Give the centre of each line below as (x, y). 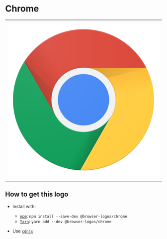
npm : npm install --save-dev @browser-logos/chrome (74, 216)
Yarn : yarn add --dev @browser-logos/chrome (66, 221)
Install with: (24, 206)
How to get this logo (37, 194)
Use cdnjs (23, 231)
